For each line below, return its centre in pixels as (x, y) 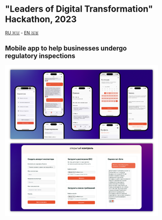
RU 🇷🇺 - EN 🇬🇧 (22, 33)
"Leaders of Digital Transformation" (79, 9)
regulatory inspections (40, 56)
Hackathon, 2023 (41, 19)
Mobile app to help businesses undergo (66, 48)
